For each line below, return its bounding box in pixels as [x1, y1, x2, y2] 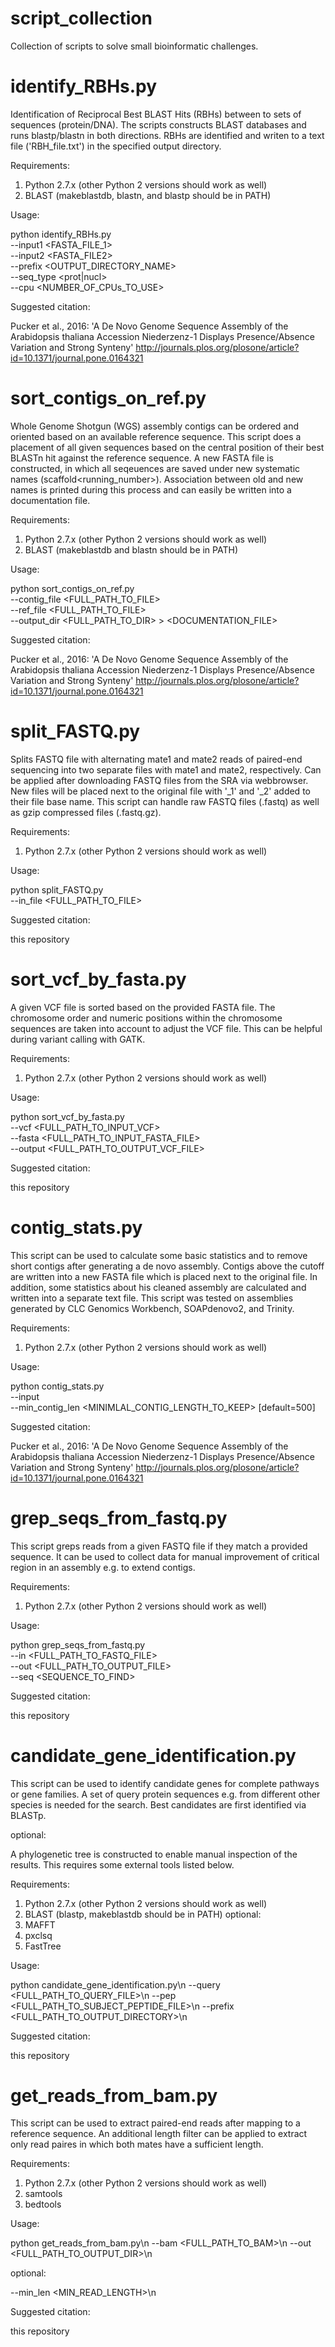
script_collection [10, 7, 153, 30]
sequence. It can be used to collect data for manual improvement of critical [10, 1550, 320, 1562]
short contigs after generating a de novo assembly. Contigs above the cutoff [10, 1260, 325, 1272]
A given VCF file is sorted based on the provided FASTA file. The [10, 1001, 276, 1013]
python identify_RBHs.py [10, 228, 112, 240]
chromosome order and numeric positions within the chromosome [10, 1012, 283, 1024]
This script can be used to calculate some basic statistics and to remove [10, 1249, 308, 1261]
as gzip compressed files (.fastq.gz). [10, 806, 162, 818]
